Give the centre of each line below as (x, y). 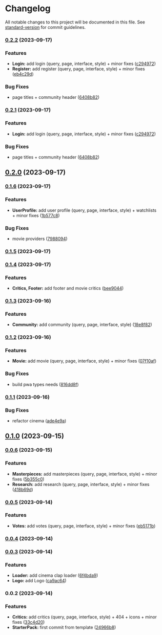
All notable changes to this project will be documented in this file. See (75, 22)
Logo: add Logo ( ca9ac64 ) (39, 580)
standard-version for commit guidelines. (45, 27)
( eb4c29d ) (23, 74)
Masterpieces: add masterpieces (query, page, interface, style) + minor (85, 474)
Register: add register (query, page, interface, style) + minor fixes (79, 69)
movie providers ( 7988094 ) (40, 239)
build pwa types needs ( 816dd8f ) (45, 384)
